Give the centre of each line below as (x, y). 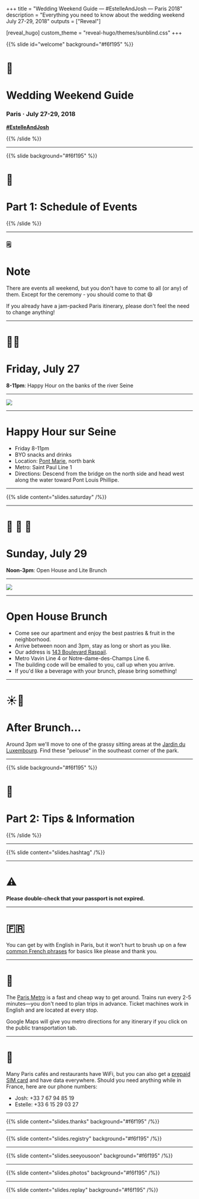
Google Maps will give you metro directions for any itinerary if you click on (97, 1021)
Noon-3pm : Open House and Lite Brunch (57, 570)
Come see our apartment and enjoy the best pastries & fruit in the (95, 633)
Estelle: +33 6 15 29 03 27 (46, 1104)
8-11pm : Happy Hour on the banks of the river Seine (70, 385)
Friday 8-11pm (32, 448)
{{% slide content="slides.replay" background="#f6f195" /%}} (82, 1189)
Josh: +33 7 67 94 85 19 (44, 1098)
